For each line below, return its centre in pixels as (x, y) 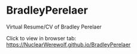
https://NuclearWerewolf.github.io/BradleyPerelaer (68, 45)
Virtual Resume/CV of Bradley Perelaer (54, 27)
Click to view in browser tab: (41, 38)
